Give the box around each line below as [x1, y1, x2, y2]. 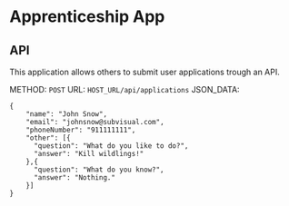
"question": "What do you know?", [33, 165, 165, 174]
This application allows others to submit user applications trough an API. [9, 66, 280, 77]
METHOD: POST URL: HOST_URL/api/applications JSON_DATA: [9, 84, 240, 94]
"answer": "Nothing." [33, 173, 116, 182]
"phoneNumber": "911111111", [25, 125, 136, 134]
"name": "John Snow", [25, 110, 107, 119]
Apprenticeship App [9, 6, 165, 27]
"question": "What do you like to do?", [33, 142, 189, 151]
